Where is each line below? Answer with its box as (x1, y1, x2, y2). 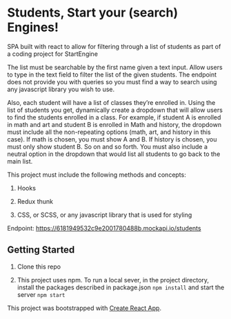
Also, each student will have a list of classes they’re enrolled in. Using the (7, 98, 216, 106)
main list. (7, 157, 33, 165)
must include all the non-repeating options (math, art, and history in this (7, 128, 212, 136)
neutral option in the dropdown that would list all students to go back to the (7, 150, 221, 158)
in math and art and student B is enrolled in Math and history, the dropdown (7, 120, 222, 128)
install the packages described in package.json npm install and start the (17, 283, 225, 291)
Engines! (7, 19, 59, 35)
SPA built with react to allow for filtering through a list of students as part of (7, 42, 221, 50)
